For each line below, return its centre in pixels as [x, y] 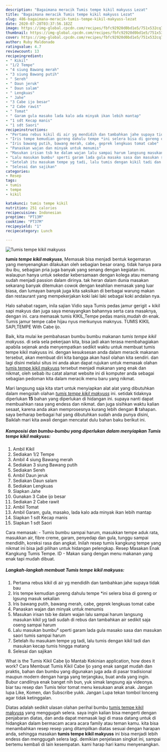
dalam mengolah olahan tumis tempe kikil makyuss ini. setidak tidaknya [79, 393]
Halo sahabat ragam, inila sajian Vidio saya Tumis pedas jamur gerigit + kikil [83, 305]
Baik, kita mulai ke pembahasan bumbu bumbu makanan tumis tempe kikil [81, 336]
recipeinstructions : [27, 130]
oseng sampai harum [34, 625]
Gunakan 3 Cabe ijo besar [39, 496]
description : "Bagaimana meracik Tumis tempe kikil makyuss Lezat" [77, 10]
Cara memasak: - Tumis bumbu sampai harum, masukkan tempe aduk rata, [82, 532]
